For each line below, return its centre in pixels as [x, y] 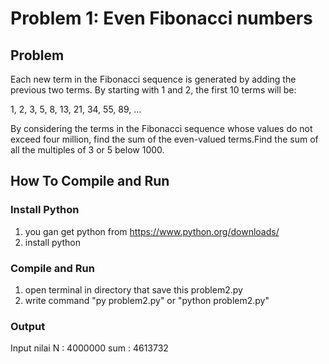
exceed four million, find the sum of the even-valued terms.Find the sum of [164, 139]
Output [28, 326]
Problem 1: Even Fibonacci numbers [161, 18]
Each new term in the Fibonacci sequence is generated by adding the [153, 79]
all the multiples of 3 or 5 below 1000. [87, 150]
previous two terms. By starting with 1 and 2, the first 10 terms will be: [153, 90]
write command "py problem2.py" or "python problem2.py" [147, 300]
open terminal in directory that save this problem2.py [133, 289]
